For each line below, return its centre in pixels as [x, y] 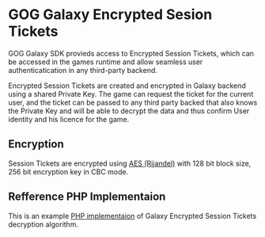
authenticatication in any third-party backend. [83, 70]
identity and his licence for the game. [69, 119]
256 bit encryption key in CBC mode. [68, 171]
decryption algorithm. [44, 224]
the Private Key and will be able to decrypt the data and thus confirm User [129, 111]
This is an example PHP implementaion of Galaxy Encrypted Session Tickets [132, 216]
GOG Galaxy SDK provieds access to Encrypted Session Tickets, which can [131, 53]
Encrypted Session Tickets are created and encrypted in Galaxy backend [127, 86]
